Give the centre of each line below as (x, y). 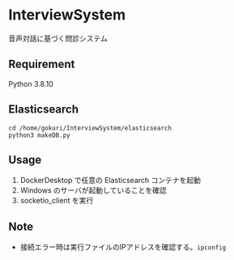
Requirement (42, 64)
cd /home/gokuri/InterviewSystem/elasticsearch (90, 128)
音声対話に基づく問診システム (58, 38)
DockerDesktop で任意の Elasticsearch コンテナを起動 (110, 181)
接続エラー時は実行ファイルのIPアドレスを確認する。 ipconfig (123, 247)
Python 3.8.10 (31, 83)
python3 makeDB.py (39, 135)
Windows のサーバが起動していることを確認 (94, 190)
